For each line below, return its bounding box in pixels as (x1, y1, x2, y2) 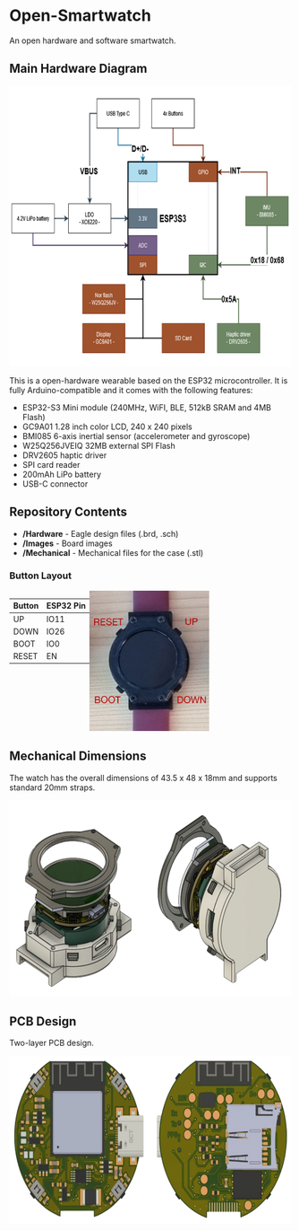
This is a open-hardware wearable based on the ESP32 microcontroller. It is (9, 374, 288, 386)
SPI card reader (21, 459, 81, 470)
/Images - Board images (21, 538, 114, 549)
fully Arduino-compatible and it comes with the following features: (9, 384, 253, 395)
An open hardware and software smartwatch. (9, 35, 176, 46)
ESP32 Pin (46, 601, 87, 611)
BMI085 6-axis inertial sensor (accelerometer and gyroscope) (21, 430, 251, 441)
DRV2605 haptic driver (21, 450, 107, 461)
